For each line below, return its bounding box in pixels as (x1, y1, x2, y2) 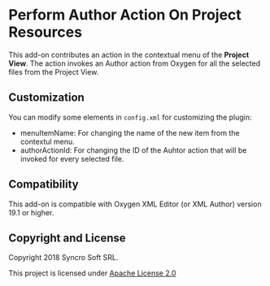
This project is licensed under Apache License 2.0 (8, 268, 176, 278)
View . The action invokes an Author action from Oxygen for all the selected (8, 58, 261, 68)
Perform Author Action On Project (8, 6, 242, 24)
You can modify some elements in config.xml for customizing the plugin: (8, 112, 252, 122)
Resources (8, 23, 83, 41)
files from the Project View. (8, 67, 99, 76)
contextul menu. (20, 136, 75, 146)
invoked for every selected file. (20, 154, 124, 163)
